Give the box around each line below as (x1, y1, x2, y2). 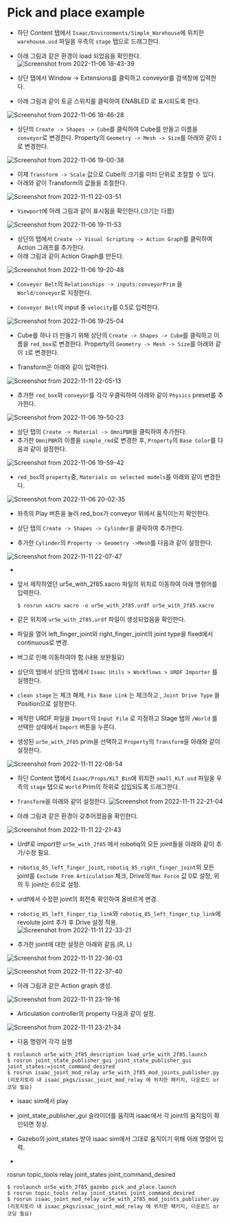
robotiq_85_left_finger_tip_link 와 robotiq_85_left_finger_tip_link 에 (16, 909, 221, 917)
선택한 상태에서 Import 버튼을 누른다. (16, 722, 117, 731)
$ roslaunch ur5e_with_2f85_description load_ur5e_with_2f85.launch (7, 1051, 207, 1058)
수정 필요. (25, 848, 51, 857)
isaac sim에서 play (16, 1096, 69, 1105)
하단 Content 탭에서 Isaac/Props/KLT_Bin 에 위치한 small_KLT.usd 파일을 (16, 773, 215, 782)
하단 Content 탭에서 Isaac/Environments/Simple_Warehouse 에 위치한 (16, 28, 205, 36)
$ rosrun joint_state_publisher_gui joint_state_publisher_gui (7, 1057, 192, 1064)
